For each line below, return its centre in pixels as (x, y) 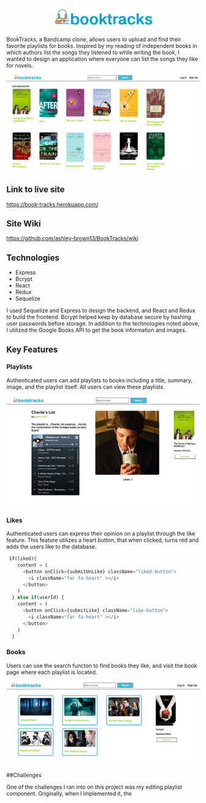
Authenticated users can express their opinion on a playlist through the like (101, 534)
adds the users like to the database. (51, 547)
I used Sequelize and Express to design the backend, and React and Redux (101, 311)
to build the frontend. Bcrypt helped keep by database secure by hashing (99, 317)
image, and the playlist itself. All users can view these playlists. (86, 386)
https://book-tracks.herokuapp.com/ (52, 204)
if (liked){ (23, 559)
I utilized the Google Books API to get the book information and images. (97, 330)
